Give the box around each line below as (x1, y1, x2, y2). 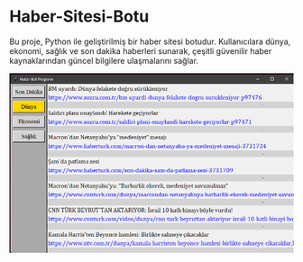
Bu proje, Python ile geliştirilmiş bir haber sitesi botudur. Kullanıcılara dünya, (9, 36, 291, 47)
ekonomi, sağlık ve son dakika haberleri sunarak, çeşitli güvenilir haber (9, 45, 272, 56)
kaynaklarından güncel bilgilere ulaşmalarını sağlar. (9, 55, 198, 66)
